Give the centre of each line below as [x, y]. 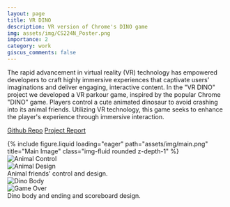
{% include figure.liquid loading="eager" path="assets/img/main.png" [108, 144]
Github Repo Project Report [46, 130]
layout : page [26, 14]
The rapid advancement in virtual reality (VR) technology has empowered [113, 72]
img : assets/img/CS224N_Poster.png [59, 33]
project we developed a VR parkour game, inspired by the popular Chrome [114, 94]
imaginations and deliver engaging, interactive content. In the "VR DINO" [112, 87]
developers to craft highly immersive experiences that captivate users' [108, 79]
